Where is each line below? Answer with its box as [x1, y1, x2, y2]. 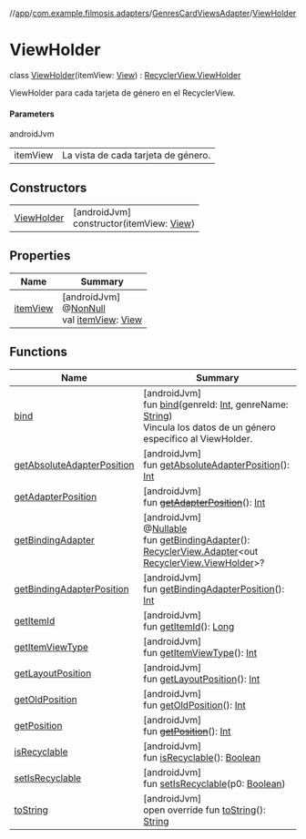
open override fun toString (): [142, 803, 266, 816]
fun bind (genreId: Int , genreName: [142, 398, 289, 411]
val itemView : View [62, 313, 143, 326]
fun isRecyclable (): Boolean [142, 751, 261, 763]
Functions [9, 344, 68, 360]
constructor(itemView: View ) [72, 217, 196, 230]
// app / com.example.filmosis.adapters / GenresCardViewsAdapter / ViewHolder [9, 8, 297, 18]
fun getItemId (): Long [142, 619, 235, 632]
